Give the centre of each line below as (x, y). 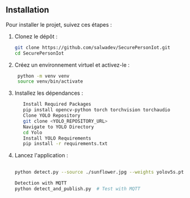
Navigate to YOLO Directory (58, 127)
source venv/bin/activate (50, 81)
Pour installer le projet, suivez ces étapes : (59, 24)
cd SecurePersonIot (39, 53)
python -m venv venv (44, 76)
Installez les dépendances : (49, 93)
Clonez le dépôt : (36, 36)
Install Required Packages (57, 104)
